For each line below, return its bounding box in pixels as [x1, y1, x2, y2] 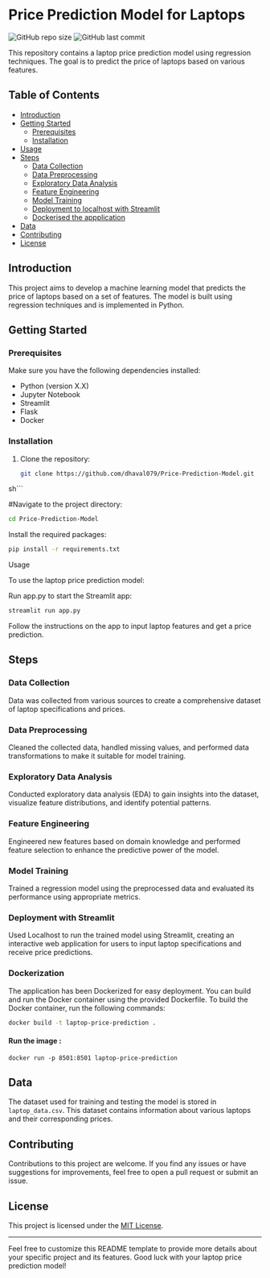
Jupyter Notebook [19, 390, 80, 399]
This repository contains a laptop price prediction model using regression [8, 48, 252, 57]
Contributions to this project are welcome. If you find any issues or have [8, 1159, 247, 1168]
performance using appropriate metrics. [8, 891, 141, 901]
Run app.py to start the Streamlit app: [8, 591, 133, 601]
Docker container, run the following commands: [8, 1003, 166, 1012]
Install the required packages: [8, 530, 107, 540]
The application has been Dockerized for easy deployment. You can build [8, 986, 252, 995]
